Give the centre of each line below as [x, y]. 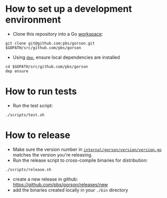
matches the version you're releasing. [53, 155]
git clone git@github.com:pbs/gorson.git [50, 43]
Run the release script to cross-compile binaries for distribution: [80, 160]
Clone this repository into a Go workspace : [58, 34]
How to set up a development [69, 9]
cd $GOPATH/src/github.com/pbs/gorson [47, 67]
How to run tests [41, 91]
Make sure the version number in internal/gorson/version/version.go [87, 149]
